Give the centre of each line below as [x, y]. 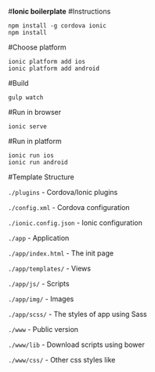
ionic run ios [31, 156]
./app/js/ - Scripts [39, 284]
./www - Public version [43, 329]
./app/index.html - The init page [61, 253]
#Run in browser [34, 112]
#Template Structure [41, 177]
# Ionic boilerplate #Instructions [59, 11]
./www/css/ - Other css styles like [62, 360]
